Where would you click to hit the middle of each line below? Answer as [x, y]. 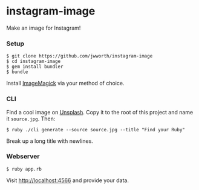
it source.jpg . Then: [31, 119]
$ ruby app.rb [24, 169]
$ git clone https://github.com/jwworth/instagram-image [80, 56]
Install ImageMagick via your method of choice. [65, 84]
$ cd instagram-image [34, 62]
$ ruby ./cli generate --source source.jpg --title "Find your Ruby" [96, 129]
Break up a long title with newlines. [50, 141]
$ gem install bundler [35, 67]
